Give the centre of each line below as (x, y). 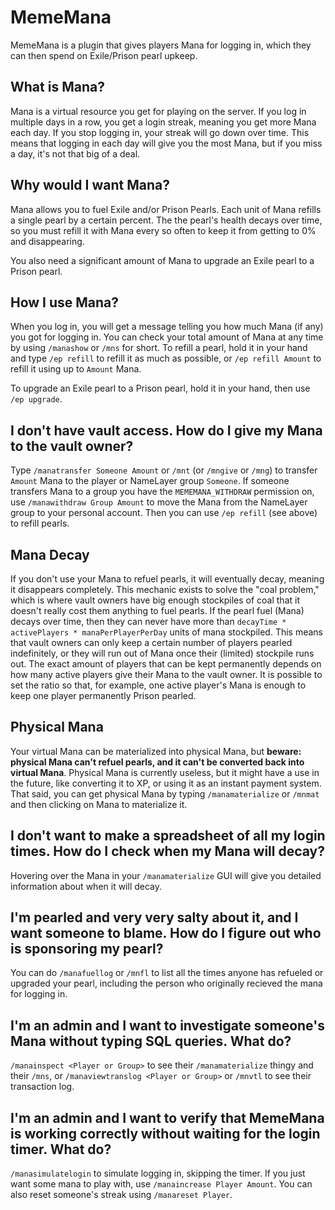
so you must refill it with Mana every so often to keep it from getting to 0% (163, 230)
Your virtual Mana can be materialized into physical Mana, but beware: (156, 751)
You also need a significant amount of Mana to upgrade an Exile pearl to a (162, 260)
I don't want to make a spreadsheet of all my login (168, 836)
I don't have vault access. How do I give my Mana (166, 430)
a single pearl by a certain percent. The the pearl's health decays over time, (166, 220)
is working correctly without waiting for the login (165, 1133)
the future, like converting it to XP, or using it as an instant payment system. (166, 783)
